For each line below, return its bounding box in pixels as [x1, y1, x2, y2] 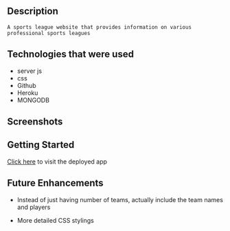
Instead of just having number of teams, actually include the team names [16, 195, 223, 203]
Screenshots [7, 116, 63, 128]
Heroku [16, 89, 38, 97]
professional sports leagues [7, 30, 91, 36]
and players [16, 203, 51, 211]
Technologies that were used [7, 48, 134, 60]
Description [7, 5, 58, 17]
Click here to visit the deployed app [7, 157, 108, 166]
